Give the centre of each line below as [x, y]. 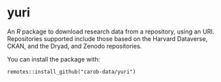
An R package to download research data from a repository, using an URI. [111, 31]
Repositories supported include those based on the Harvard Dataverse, [107, 38]
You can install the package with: [54, 59]
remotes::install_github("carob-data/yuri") [71, 72]
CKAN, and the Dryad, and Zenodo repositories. [75, 46]
